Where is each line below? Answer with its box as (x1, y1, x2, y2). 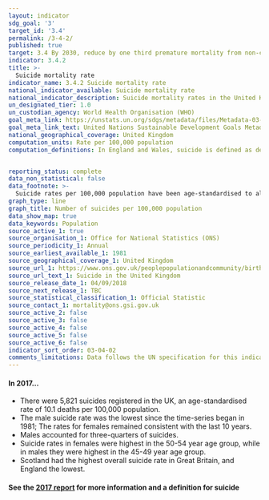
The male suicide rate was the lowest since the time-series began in (19, 413, 245, 423)
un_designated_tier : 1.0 (8, 101, 91, 109)
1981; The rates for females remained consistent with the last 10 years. (19, 421, 252, 431)
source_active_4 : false (8, 324, 88, 332)
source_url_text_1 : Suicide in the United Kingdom (8, 272, 181, 280)
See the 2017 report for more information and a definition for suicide (8, 482, 240, 492)
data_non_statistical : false (8, 175, 106, 183)
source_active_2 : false (8, 309, 88, 317)
